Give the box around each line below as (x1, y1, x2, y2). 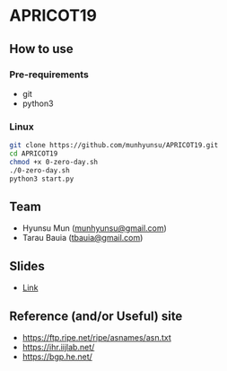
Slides (9, 258, 45, 274)
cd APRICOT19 (9, 149, 58, 158)
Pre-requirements (9, 68, 90, 81)
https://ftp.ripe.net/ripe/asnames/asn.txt (22, 331, 172, 342)
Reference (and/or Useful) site (9, 308, 183, 323)
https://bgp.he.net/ (22, 351, 92, 362)
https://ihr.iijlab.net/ (22, 341, 95, 352)
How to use (9, 41, 74, 57)
